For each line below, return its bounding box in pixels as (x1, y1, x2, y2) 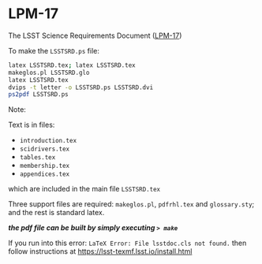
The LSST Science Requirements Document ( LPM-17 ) (8, 31, 182, 40)
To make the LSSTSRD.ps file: (8, 46, 100, 55)
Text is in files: (8, 120, 55, 130)
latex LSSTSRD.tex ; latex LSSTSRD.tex (8, 61, 136, 69)
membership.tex (19, 162, 70, 170)
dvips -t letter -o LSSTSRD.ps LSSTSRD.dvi (8, 84, 154, 91)
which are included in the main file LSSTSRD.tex (8, 184, 161, 194)
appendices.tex (19, 170, 70, 178)
